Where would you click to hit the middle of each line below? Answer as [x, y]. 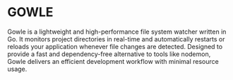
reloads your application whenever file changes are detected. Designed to [115, 46]
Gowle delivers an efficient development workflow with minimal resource [113, 61]
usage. [17, 69]
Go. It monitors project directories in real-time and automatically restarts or [116, 39]
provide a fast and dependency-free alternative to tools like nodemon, [109, 54]
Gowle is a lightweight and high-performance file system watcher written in [117, 32]
